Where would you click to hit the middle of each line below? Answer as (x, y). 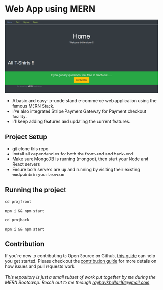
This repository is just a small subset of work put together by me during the (81, 277)
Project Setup (26, 137)
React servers (26, 164)
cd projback (17, 220)
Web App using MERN (50, 9)
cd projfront (18, 202)
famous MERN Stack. (33, 106)
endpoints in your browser (38, 174)
